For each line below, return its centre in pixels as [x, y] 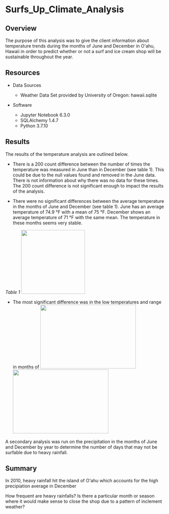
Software [22, 105]
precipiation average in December [41, 486]
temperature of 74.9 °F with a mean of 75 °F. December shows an [81, 212]
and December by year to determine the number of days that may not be [81, 447]
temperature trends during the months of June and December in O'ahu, [80, 46]
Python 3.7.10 [34, 126]
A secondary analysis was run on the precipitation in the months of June [81, 441]
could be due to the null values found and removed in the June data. [84, 175]
